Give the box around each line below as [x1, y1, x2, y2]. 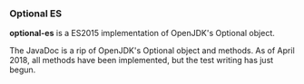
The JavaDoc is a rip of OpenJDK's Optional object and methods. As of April [9, 45, 295, 56]
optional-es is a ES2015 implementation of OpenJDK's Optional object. [9, 28, 275, 39]
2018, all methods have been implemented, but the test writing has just [9, 55, 274, 66]
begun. [9, 64, 36, 75]
